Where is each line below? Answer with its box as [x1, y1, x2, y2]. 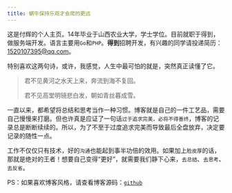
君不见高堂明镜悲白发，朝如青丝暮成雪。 [23, 91, 139, 99]
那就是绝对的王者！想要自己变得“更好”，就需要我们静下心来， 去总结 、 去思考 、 [7, 154, 225, 163]
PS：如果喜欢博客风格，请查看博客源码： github [7, 178, 143, 186]
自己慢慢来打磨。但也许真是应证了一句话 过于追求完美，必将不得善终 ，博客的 [7, 114, 213, 123]
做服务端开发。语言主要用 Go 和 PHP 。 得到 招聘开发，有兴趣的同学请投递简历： [7, 39, 222, 47]
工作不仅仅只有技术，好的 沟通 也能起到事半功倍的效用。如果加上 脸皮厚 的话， [7, 146, 221, 154]
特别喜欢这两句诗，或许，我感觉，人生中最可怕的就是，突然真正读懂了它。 [7, 61, 219, 70]
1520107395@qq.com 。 [7, 47, 75, 55]
